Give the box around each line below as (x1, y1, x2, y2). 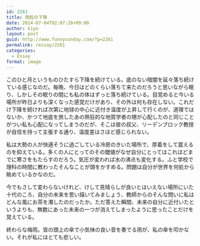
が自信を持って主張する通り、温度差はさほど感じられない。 (6, 128, 152, 135)
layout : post (6, 31, 39, 37)
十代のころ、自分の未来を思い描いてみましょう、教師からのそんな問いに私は (6, 190, 195, 198)
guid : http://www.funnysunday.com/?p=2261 (6, 36, 113, 42)
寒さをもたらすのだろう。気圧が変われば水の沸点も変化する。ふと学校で (16, 156, 194, 163)
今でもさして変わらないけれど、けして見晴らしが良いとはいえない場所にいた (6, 183, 194, 190)
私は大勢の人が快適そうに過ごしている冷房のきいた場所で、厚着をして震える (6, 141, 194, 148)
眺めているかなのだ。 (6, 171, 59, 178)
